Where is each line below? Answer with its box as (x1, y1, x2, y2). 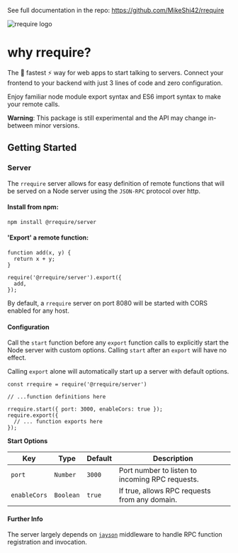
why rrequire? (7, 45, 91, 61)
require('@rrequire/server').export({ (7, 274, 122, 281)
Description (152, 454, 193, 464)
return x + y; (13, 255, 55, 263)
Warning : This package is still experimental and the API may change (7, 113, 207, 122)
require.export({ (7, 412, 59, 419)
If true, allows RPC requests (118, 486, 211, 496)
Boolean (54, 491, 80, 499)
